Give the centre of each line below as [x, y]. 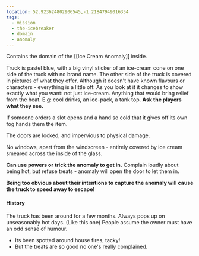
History [16, 203]
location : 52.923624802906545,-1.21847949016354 [67, 12]
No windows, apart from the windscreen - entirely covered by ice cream [94, 147]
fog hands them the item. [37, 124]
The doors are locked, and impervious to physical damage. [78, 135]
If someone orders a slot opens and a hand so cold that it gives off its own [97, 118]
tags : [13, 17]
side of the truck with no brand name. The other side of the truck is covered [99, 74]
